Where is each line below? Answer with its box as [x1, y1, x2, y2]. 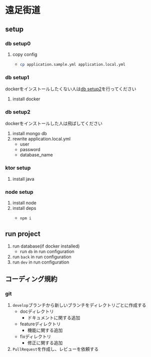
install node [12, 199, 36, 206]
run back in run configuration [12, 254, 71, 260]
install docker [12, 96, 40, 102]
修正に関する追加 [27, 340, 63, 346]
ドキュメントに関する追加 [27, 315, 80, 321]
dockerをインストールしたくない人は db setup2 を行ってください [5, 86, 136, 92]
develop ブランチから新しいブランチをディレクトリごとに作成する [12, 302, 146, 308]
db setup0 [5, 40, 31, 47]
